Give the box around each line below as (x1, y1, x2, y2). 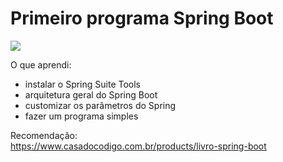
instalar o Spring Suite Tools (24, 78, 142, 90)
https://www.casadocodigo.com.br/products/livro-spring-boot (10, 140, 267, 152)
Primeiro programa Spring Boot (10, 7, 274, 30)
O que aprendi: (10, 58, 72, 71)
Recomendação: (10, 129, 78, 141)
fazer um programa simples (24, 110, 139, 122)
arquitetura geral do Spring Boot (24, 88, 158, 101)
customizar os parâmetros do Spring (24, 99, 177, 111)
